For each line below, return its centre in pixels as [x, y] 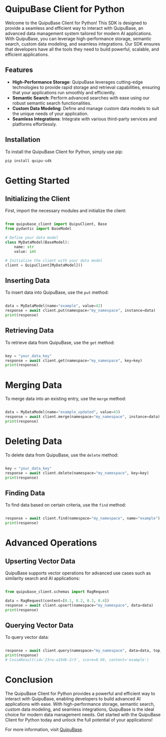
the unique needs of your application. [50, 113]
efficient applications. [27, 54]
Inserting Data [28, 280]
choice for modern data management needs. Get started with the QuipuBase [83, 714]
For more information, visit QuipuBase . [44, 729]
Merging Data [34, 385]
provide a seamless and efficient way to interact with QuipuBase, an [74, 28]
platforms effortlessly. [35, 124]
